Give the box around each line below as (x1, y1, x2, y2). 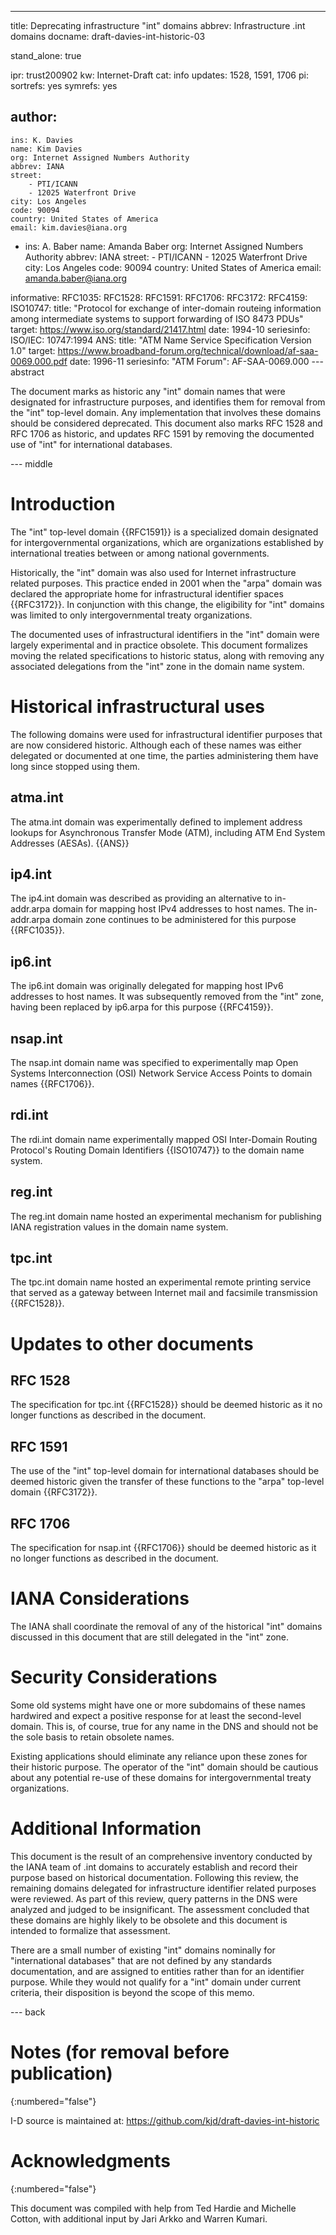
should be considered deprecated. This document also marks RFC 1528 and (10, 417, 323, 429)
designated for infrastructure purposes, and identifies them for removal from (10, 396, 326, 408)
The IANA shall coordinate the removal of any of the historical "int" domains (10, 1620, 323, 1632)
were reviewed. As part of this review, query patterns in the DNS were (10, 1892, 298, 1905)
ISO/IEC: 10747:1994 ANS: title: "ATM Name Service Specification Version (10, 334, 312, 346)
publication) (10, 2062, 113, 2085)
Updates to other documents (10, 1332, 254, 1355)
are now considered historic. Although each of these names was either (10, 739, 302, 751)
